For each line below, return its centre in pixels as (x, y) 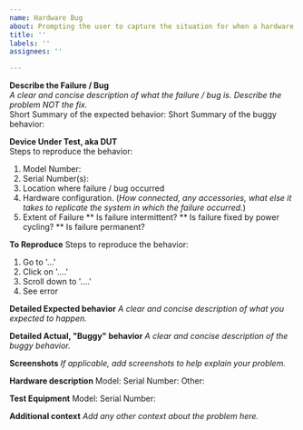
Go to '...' (39, 262)
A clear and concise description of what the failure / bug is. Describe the (146, 95)
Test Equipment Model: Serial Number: (83, 399)
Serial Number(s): (55, 179)
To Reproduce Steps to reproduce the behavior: (99, 245)
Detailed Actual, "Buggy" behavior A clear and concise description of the (149, 336)
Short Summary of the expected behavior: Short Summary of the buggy (143, 115)
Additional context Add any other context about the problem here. (134, 416)
